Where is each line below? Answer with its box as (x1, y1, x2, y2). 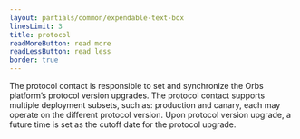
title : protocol (9, 30, 71, 39)
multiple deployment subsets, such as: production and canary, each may (9, 100, 281, 110)
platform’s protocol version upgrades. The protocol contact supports (9, 90, 266, 101)
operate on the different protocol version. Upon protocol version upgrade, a (9, 110, 292, 120)
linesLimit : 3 (9, 22, 63, 31)
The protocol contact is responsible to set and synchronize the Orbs (9, 81, 265, 91)
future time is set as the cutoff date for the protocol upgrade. (9, 119, 237, 130)
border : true (9, 55, 59, 65)
